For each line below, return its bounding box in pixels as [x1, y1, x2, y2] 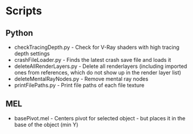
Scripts [5, 4, 42, 18]
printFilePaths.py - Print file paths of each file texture [14, 82, 145, 89]
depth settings [14, 50, 50, 57]
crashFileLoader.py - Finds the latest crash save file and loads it [14, 57, 172, 63]
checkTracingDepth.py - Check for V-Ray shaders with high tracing [14, 43, 180, 51]
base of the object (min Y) [14, 121, 79, 128]
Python [5, 28, 33, 38]
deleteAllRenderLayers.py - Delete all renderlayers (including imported [14, 63, 188, 70]
